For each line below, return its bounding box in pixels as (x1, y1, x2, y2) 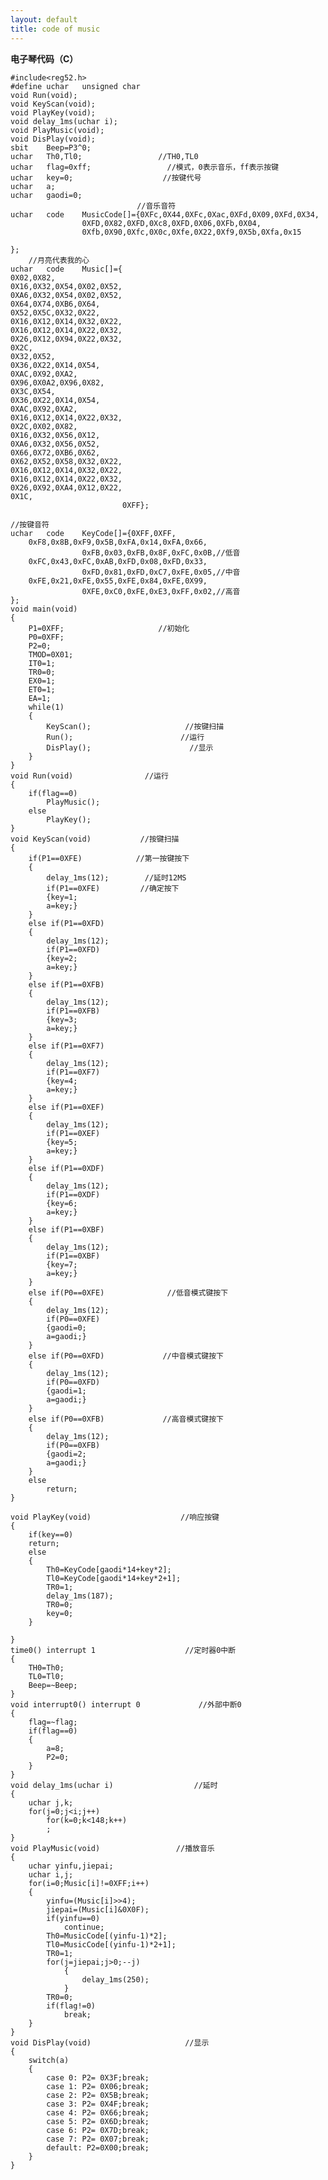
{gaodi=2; (46, 1449, 87, 1459)
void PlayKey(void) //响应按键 (10, 1512, 220, 1522)
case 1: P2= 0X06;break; (46, 2081, 150, 2091)
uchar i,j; (28, 1869, 74, 1880)
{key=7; (46, 1259, 78, 1270)
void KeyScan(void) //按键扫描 (10, 834, 180, 844)
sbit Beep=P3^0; (10, 142, 92, 153)
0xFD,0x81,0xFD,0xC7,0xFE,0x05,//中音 (81, 567, 241, 577)
